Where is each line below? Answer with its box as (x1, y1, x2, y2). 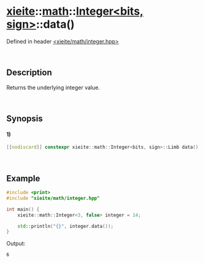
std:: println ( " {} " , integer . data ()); (17, 223, 114, 229)
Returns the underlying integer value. (6, 84, 100, 91)
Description (6, 68, 52, 78)
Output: (6, 240, 26, 247)
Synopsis (6, 114, 43, 124)
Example (6, 173, 40, 184)
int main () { (6, 206, 40, 213)
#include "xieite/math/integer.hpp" (6, 195, 100, 201)
